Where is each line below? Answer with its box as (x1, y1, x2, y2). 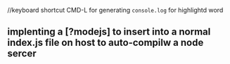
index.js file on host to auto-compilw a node (7, 37, 204, 49)
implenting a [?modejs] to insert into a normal (7, 26, 211, 38)
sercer (7, 48, 37, 60)
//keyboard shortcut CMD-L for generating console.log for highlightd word (7, 6, 224, 14)
